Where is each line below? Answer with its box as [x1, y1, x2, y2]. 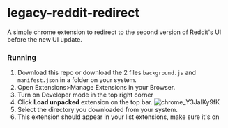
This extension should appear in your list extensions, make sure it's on [17, 113, 220, 121]
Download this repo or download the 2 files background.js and [17, 68, 197, 77]
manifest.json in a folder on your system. [17, 76, 137, 84]
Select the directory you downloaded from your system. [17, 106, 178, 114]
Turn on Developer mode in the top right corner [17, 90, 153, 99]
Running [7, 52, 37, 62]
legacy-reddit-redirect [7, 5, 139, 21]
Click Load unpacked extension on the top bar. [17, 98, 153, 106]
